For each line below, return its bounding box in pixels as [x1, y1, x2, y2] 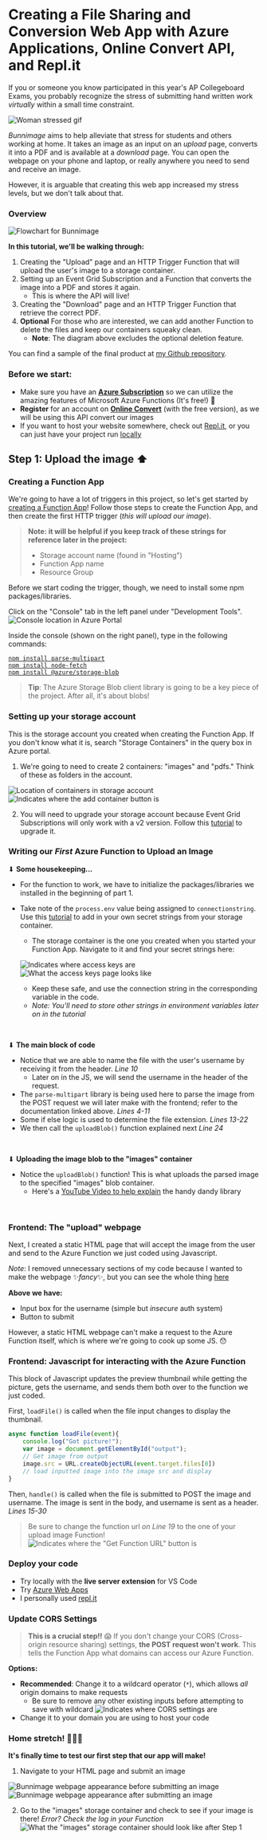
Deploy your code [8, 1558, 78, 1569]
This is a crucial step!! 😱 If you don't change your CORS [27, 1631, 216, 1641]
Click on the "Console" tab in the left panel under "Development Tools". [8, 607, 243, 617]
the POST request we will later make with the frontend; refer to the [19, 1097, 238, 1107]
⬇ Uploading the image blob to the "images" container [8, 1154, 193, 1163]
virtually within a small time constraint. [8, 100, 135, 109]
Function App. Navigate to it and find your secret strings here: [31, 944, 235, 954]
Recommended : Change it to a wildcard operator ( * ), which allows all [19, 1679, 249, 1689]
